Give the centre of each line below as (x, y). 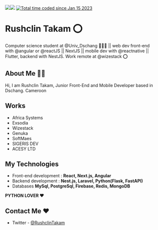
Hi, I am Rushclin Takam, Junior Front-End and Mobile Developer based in (79, 85)
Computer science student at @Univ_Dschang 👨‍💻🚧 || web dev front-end (78, 45)
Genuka (20, 133)
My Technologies (32, 164)
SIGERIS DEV (25, 144)
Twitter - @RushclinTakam (38, 223)
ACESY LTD (24, 148)
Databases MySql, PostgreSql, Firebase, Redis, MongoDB (71, 186)
